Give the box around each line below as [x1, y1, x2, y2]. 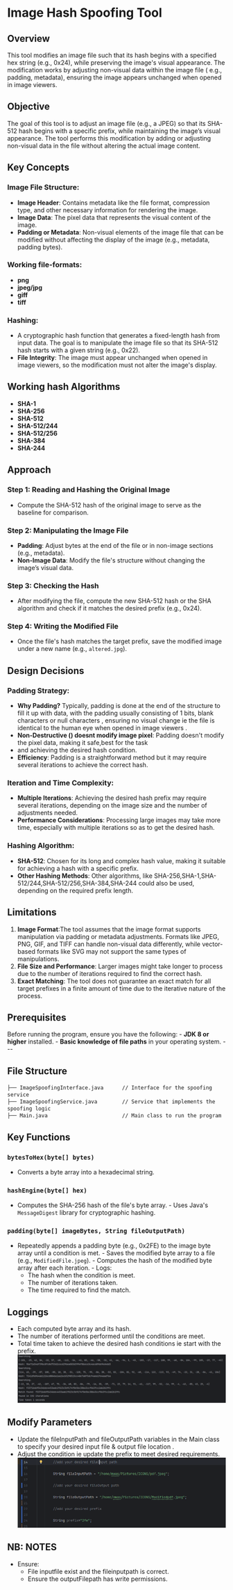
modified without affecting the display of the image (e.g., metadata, [17, 235, 210, 244]
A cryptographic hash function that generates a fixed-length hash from [17, 331, 221, 340]
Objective [7, 101, 51, 113]
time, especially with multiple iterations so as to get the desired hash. [17, 824, 215, 832]
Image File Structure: [7, 182, 80, 192]
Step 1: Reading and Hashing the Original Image [7, 485, 171, 495]
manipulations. [17, 954, 60, 963]
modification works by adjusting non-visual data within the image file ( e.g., [7, 66, 223, 74]
